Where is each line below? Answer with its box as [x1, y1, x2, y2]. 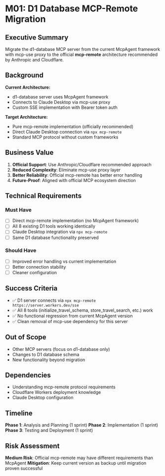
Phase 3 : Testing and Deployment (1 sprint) [5, 428, 93, 433]
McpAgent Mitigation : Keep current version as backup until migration [5, 460, 147, 466]
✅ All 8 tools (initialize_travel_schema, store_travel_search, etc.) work [12, 307, 153, 313]
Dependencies [5, 371, 51, 380]
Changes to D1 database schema [12, 351, 80, 357]
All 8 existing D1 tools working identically [12, 223, 95, 229]
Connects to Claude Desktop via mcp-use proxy [12, 99, 111, 105]
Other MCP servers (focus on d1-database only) [12, 346, 110, 352]
